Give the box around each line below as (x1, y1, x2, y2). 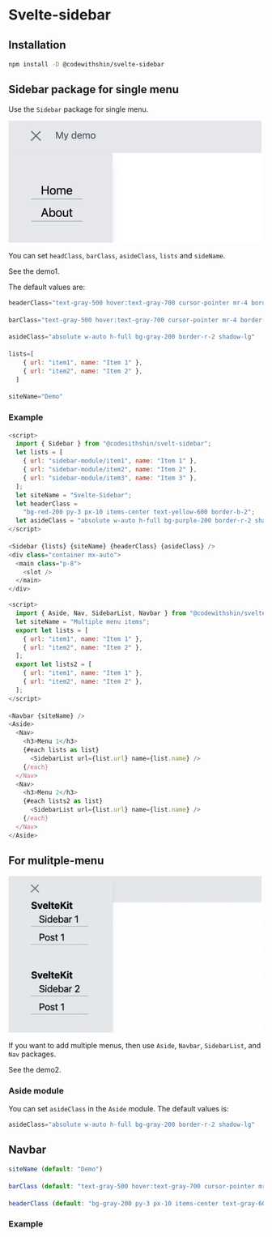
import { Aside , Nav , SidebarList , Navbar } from (15, 609, 186, 617)
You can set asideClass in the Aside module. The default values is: (8, 1103, 229, 1113)
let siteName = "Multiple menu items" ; (15, 617, 151, 625)
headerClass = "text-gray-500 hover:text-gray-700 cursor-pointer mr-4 (8, 298, 249, 307)
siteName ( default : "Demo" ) (8, 1165, 104, 1174)
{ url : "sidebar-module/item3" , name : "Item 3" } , (23, 474, 198, 482)
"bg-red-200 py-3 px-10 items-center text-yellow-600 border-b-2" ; (23, 508, 255, 516)
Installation (8, 38, 66, 52)
